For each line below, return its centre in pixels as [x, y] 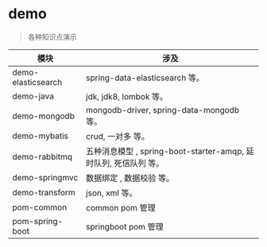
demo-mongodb [44, 116]
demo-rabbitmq [43, 156]
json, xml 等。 [112, 193]
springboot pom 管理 [125, 226]
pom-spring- [38, 221]
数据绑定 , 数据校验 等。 [130, 178]
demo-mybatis [41, 136]
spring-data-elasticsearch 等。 [145, 78]
